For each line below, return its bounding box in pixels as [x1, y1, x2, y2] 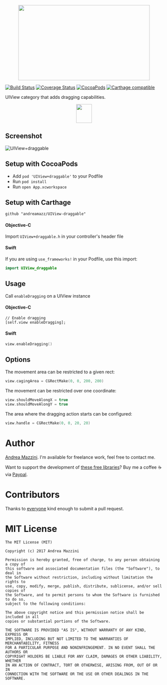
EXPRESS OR [5, 632, 28, 637]
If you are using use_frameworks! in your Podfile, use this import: [5, 256, 137, 262]
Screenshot [5, 132, 42, 141]
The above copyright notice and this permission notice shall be [5, 610, 144, 615]
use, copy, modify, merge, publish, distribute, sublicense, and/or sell [5, 584, 162, 589]
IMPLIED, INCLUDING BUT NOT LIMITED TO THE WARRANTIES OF [5, 636, 128, 641]
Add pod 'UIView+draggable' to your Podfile [12, 173, 103, 179]
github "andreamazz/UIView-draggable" [5, 211, 86, 217]
